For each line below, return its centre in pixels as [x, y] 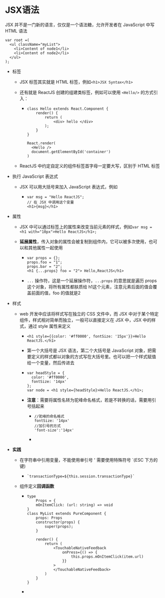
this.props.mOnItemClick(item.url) [107, 557]
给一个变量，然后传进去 [51, 363]
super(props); [59, 526]
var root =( [17, 40]
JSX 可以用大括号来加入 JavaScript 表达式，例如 [69, 187]
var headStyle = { [46, 373]
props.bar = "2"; [44, 266]
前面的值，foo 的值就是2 [56, 293]
